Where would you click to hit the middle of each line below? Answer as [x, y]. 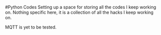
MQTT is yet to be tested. [31, 27]
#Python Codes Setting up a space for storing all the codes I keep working [81, 7]
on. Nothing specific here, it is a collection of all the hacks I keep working [79, 12]
